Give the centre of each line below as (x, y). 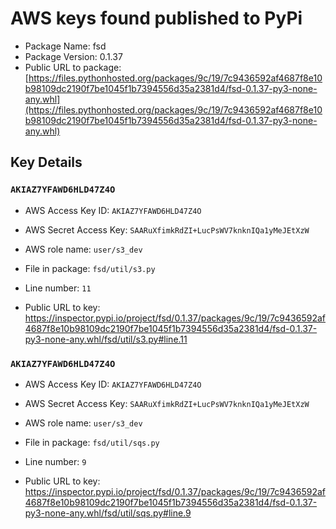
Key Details (46, 162)
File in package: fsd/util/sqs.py (92, 442)
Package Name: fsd (65, 46)
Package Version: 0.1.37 (73, 56)
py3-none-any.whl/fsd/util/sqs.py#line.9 (108, 513)
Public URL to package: (73, 67)
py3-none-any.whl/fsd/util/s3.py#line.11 (106, 339)
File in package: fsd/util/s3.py (90, 268)
